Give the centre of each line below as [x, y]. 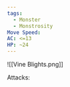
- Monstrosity [33, 26]
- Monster [27, 20]
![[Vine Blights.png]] [35, 64]
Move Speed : [24, 32]
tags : [15, 13]
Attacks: [19, 77]
